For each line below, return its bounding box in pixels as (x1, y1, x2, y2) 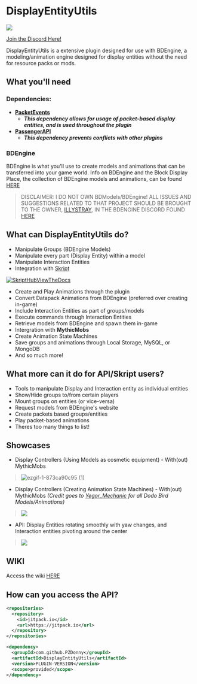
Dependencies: (6, 95, 52, 103)
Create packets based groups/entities (14, 410, 108, 417)
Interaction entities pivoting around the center (14, 528, 128, 535)
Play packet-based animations (14, 416, 90, 423)
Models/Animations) (14, 498, 65, 506)
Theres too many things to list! (14, 423, 90, 430)
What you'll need (6, 77, 71, 87)
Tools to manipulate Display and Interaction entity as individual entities (14, 385, 188, 392)
